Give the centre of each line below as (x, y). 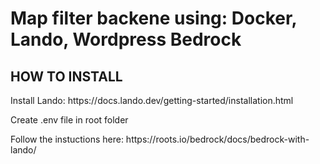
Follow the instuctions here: (67, 139)
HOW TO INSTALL (66, 76)
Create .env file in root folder (69, 120)
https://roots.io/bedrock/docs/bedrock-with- (217, 139)
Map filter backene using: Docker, (154, 18)
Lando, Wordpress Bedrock (126, 39)
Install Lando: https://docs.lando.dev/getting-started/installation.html (152, 100)
